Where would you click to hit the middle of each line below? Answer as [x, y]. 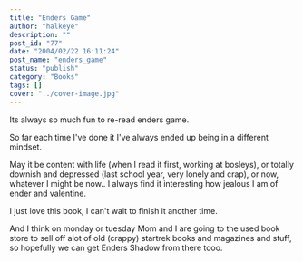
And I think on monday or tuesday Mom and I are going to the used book [145, 228]
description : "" [40, 34]
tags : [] [26, 85]
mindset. [26, 147]
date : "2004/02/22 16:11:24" [64, 52]
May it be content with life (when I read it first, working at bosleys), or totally [152, 164]
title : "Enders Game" [50, 18]
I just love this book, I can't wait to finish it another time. [113, 210]
